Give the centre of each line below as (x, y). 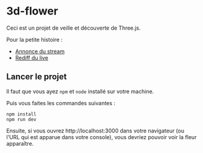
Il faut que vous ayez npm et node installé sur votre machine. (80, 91)
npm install (21, 114)
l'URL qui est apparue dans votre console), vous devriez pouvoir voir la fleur (101, 137)
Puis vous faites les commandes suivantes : (61, 103)
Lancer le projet (36, 77)
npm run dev (21, 119)
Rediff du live (32, 57)
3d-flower (32, 11)
